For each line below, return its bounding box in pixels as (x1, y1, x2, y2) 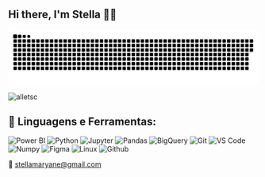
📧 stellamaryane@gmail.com (8, 160, 102, 169)
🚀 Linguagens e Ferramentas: (8, 114, 156, 128)
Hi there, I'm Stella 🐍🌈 (8, 8, 117, 21)
